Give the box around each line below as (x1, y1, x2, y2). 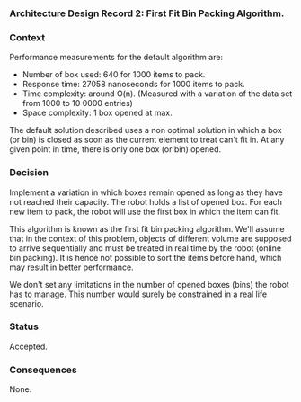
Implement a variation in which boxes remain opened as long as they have (9, 187, 283, 198)
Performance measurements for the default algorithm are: (9, 52, 223, 63)
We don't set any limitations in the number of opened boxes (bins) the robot (9, 279, 289, 290)
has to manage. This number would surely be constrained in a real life (9, 289, 268, 299)
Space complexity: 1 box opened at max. (22, 107, 173, 119)
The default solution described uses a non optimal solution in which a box (9, 125, 282, 136)
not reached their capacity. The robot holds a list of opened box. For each (9, 196, 283, 207)
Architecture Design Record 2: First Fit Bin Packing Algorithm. (9, 7, 285, 20)
